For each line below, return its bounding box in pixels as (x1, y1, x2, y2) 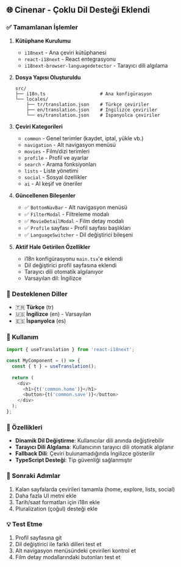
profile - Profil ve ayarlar (24, 154, 89, 161)
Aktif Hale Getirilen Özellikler (15, 243, 90, 251)
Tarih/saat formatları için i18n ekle (15, 498, 101, 505)
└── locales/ (15, 96, 49, 102)
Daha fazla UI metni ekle (15, 492, 77, 499)
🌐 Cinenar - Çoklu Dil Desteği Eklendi (6, 5, 151, 15)
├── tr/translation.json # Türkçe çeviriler (26, 101, 149, 107)
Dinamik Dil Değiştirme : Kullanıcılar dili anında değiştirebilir (15, 437, 165, 444)
